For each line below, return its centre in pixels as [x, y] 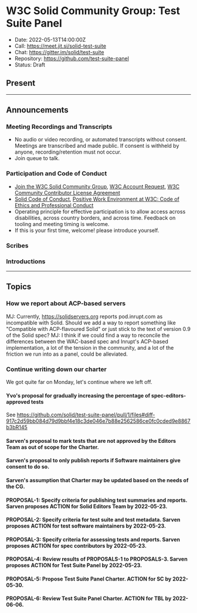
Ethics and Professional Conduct [54, 205]
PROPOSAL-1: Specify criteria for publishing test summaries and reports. [97, 500]
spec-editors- [169, 395]
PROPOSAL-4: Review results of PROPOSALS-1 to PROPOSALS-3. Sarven [97, 559]
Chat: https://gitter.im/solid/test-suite [59, 52]
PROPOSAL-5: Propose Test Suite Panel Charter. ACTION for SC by [89, 579]
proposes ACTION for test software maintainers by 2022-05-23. [86, 526]
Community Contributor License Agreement [67, 193]
